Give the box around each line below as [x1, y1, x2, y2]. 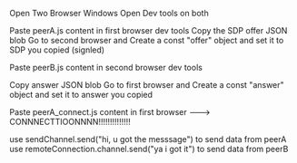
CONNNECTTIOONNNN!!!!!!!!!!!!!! [9, 117, 132, 127]
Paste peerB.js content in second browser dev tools [9, 62, 203, 72]
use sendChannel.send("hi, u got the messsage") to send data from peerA [9, 134, 287, 144]
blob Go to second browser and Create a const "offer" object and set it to [9, 35, 284, 45]
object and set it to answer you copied [9, 90, 153, 100]
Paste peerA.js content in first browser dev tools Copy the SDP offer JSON [9, 25, 288, 35]
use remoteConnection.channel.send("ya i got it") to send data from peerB [9, 144, 289, 154]
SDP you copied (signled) [9, 44, 105, 55]
